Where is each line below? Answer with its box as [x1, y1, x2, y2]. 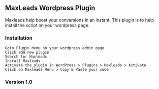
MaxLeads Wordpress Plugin [5, 4, 95, 12]
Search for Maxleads [5, 54, 48, 59]
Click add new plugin [5, 50, 50, 55]
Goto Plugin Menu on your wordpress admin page [5, 46, 105, 51]
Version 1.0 [5, 79, 33, 86]
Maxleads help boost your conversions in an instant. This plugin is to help [5, 17, 154, 23]
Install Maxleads [5, 59, 41, 63]
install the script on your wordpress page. [5, 22, 90, 28]
